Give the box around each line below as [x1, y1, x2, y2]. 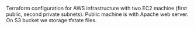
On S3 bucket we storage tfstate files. [6, 17, 97, 23]
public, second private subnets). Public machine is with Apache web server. [6, 11, 189, 18]
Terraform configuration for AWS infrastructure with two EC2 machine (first [6, 5, 187, 11]
